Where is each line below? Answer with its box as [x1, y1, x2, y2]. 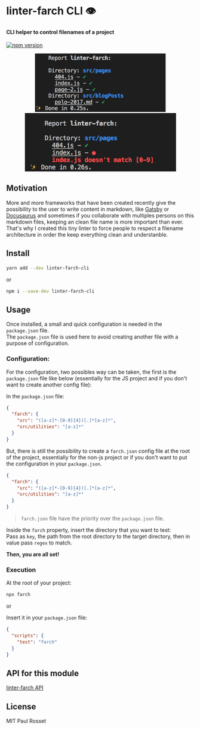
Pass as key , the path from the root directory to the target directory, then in [6, 533, 190, 540]
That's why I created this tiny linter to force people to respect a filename [6, 225, 184, 232]
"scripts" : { [11, 633, 44, 639]
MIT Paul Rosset [6, 718, 47, 725]
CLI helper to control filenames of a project [6, 28, 115, 35]
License [6, 701, 36, 712]
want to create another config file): [6, 381, 92, 388]
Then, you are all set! [6, 551, 60, 558]
